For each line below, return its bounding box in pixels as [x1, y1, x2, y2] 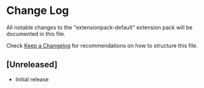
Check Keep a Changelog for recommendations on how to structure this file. [6, 42, 199, 49]
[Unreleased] [6, 59, 58, 70]
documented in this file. [6, 30, 66, 37]
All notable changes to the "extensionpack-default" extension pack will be [6, 24, 193, 31]
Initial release [15, 75, 49, 83]
